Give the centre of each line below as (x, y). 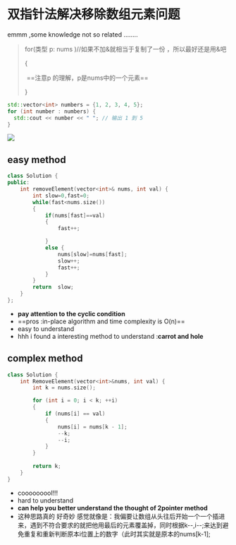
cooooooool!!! (38, 493)
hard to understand (45, 500)
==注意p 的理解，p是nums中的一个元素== (88, 78)
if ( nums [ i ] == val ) (75, 414)
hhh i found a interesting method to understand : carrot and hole (110, 336)
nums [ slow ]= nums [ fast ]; (93, 254)
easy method (37, 160)
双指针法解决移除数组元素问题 (94, 14)
